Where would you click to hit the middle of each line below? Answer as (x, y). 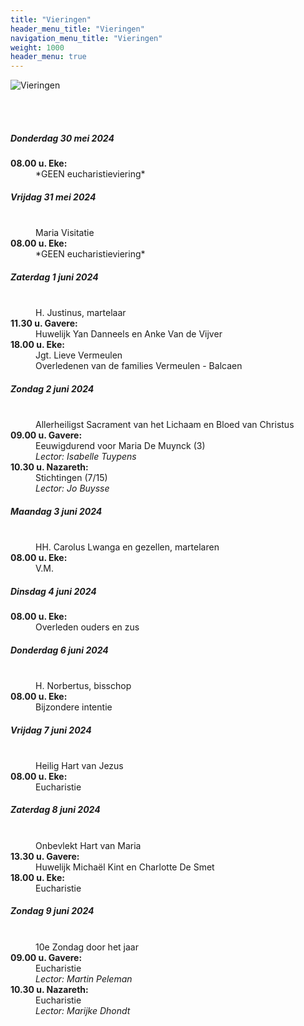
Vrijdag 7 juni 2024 (51, 730)
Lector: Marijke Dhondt (83, 1010)
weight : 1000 (37, 47)
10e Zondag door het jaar (87, 947)
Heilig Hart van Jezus (79, 765)
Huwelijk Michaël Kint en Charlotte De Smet (125, 867)
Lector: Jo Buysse (72, 488)
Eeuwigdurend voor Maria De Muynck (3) (120, 445)
